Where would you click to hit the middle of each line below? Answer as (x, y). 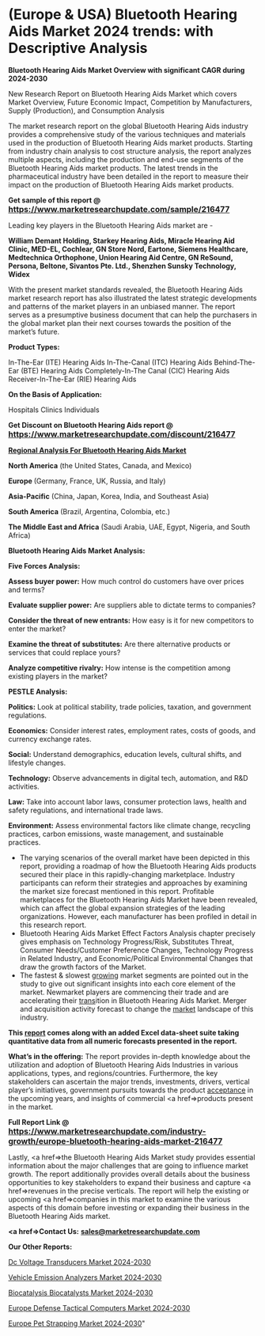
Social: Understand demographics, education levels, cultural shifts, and (125, 754)
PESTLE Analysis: (38, 691)
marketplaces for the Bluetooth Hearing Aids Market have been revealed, (138, 899)
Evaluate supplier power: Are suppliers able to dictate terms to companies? (132, 605)
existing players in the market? (58, 676)
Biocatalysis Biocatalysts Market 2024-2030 (81, 1292)
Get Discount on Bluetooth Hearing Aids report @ (91, 425)
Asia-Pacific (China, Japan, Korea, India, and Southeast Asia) (109, 496)
